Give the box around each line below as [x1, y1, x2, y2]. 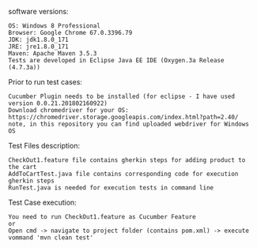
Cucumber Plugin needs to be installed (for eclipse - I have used [8, 92, 236, 100]
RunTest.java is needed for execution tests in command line [8, 184, 214, 192]
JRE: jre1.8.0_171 [8, 43, 69, 51]
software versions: [8, 7, 69, 16]
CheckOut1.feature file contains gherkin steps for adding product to [8, 156, 246, 164]
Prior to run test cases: [8, 77, 83, 86]
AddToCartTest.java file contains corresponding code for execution [8, 170, 239, 178]
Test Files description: [8, 141, 81, 150]
